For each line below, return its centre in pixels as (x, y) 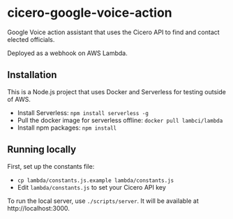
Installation (32, 75)
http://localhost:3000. (38, 208)
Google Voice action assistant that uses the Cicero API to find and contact (113, 32)
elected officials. (31, 39)
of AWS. (19, 99)
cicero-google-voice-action (90, 13)
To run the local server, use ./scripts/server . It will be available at (103, 201)
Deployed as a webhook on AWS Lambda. (67, 53)
